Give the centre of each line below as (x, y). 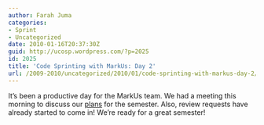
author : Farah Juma (40, 15)
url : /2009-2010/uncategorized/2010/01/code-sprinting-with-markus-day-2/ (133, 73)
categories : (27, 23)
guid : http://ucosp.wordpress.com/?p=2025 (79, 52)
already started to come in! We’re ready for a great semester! (107, 112)
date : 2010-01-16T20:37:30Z (54, 45)
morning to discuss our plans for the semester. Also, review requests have (128, 104)
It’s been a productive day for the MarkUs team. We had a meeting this (123, 95)
